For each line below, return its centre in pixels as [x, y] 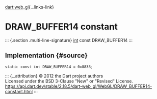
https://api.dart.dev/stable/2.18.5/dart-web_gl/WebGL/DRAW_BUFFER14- [78, 86]
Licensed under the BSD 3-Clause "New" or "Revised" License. [69, 81]
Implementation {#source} [47, 56]
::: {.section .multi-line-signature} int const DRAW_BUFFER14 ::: [69, 40]
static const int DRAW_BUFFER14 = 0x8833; [49, 67]
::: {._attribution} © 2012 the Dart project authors [54, 76]
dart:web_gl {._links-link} [29, 7]
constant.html [19, 91]
